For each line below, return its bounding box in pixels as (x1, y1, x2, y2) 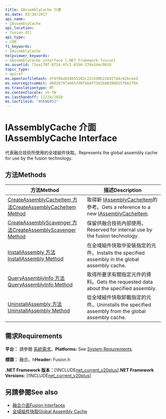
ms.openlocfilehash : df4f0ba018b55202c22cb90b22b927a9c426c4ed (5, 76, 138, 81)
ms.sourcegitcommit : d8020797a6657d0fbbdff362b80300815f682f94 (5, 81, 138, 85)
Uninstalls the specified (96, 301, 152, 308)
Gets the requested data (96, 278, 153, 285)
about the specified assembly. (86, 285, 157, 292)
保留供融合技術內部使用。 (86, 219, 147, 226)
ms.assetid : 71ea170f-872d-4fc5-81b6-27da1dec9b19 (5, 62, 112, 67)
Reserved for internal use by (86, 226, 153, 233)
